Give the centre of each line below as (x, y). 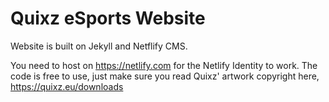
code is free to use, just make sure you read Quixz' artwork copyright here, (165, 76)
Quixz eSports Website (108, 18)
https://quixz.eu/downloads (67, 86)
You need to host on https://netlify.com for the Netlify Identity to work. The (164, 65)
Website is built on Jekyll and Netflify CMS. (99, 46)
